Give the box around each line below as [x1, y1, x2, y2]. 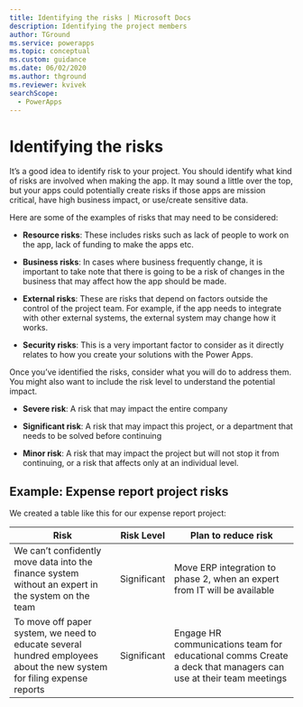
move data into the [14, 556, 93, 569]
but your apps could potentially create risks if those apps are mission [9, 185, 266, 196]
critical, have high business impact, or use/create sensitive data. [9, 195, 249, 206]
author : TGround [9, 30, 70, 39]
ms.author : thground [9, 72, 87, 81]
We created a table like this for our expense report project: [9, 507, 227, 519]
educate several [14, 638, 82, 651]
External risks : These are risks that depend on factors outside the [22, 293, 269, 304]
